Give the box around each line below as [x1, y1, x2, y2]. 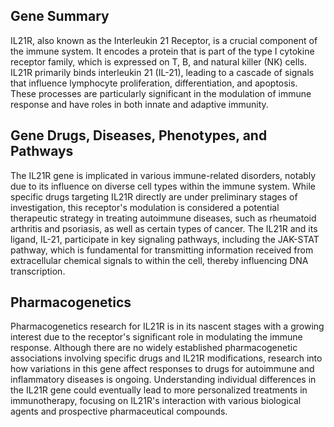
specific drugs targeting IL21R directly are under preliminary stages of [10, 190, 298, 203]
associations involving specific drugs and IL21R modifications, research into [10, 352, 323, 364]
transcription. [10, 265, 66, 277]
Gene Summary [10, 8, 110, 25]
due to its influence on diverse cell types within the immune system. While [10, 180, 317, 192]
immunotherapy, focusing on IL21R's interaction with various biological [10, 395, 302, 407]
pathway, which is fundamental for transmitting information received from [10, 244, 314, 256]
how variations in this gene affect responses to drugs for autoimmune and [10, 363, 315, 375]
